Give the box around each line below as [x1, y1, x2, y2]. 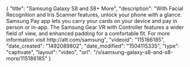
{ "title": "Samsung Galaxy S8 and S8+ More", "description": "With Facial [6, 5, 183, 12]
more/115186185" [6, 55, 47, 62]
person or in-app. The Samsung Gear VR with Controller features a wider [6, 24, 184, 31]
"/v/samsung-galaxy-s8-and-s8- [93, 49, 173, 55]
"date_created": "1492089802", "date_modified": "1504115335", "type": [6, 42, 180, 49]
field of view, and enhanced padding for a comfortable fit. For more [6, 30, 170, 37]
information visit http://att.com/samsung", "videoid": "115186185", [6, 36, 165, 43]
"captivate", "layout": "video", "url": [6, 49, 92, 55]
